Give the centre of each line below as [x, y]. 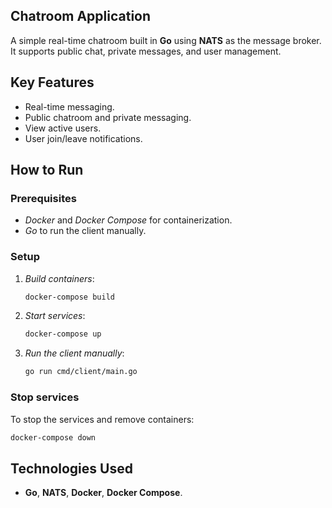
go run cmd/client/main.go [81, 372]
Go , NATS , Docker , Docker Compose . [103, 493]
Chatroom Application [81, 16]
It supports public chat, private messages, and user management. [146, 51]
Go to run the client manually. [85, 231]
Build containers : [59, 278]
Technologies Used [71, 468]
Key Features [52, 82]
